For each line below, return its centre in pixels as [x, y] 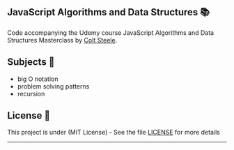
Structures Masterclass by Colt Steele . [62, 40]
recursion [31, 93]
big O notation [38, 79]
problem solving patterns [53, 86]
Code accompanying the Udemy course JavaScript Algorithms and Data [111, 32]
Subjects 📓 [31, 62]
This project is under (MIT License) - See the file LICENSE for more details [114, 133]
